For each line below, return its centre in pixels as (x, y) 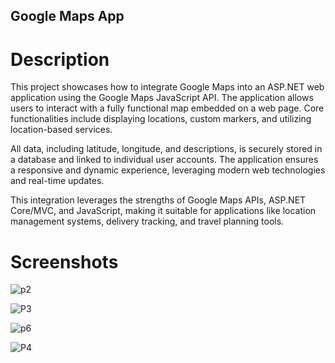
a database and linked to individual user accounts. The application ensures (164, 160)
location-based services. (61, 130)
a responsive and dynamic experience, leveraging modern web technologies (168, 170)
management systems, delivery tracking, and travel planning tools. (147, 221)
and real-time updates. (57, 181)
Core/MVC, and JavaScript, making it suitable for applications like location (163, 211)
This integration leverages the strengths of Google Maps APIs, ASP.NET (158, 200)
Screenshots (64, 261)
